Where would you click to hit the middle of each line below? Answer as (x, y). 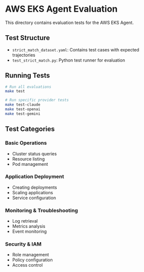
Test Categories (30, 129)
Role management (30, 255)
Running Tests (27, 76)
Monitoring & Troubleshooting (42, 210)
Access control (27, 265)
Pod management (30, 164)
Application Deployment (35, 177)
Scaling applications (33, 192)
